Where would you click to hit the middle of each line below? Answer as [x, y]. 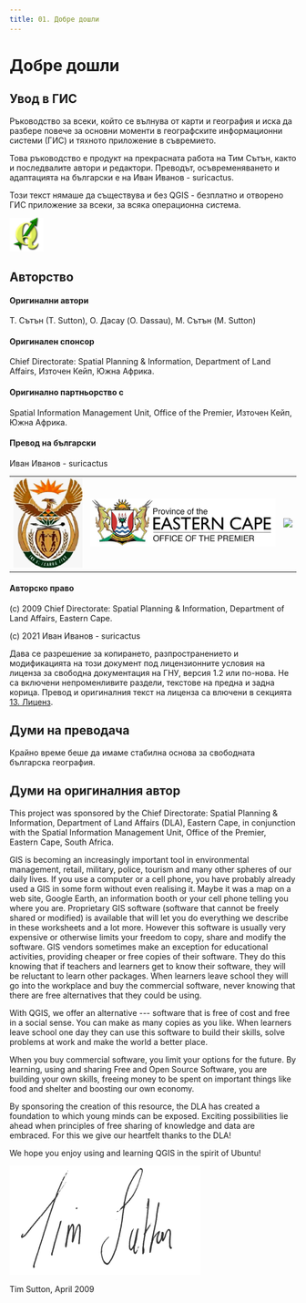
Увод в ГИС [43, 99]
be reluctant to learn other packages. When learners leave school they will [149, 976]
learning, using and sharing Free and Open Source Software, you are [138, 1069]
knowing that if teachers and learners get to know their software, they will [148, 966]
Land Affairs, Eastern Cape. [61, 618]
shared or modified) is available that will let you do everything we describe [149, 918]
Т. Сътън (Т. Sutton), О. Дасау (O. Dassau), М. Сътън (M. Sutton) [133, 321]
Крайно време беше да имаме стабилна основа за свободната [133, 753]
